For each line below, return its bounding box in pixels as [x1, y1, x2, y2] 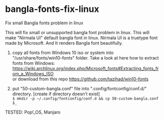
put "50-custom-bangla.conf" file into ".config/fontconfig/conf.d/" [12, 85, 147, 91]
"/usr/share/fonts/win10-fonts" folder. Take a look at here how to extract [12, 55, 159, 60]
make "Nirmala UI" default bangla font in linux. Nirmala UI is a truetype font [5, 35, 158, 41]
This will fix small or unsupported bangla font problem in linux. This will [5, 29, 150, 35]
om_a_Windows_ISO [12, 70, 54, 76]
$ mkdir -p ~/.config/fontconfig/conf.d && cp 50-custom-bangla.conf [12, 96, 159, 101]
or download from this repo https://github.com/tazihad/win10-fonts [12, 76, 149, 82]
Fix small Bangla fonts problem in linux [5, 20, 83, 26]
